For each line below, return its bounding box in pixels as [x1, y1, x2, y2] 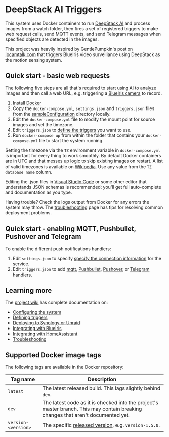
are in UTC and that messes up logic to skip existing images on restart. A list [5, 158, 163, 164]
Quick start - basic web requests [5, 72, 110, 80]
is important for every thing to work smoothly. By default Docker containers [5, 152, 161, 158]
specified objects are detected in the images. [5, 36, 99, 42]
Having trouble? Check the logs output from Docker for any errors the [5, 199, 150, 205]
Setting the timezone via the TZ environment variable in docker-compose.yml [5, 147, 161, 153]
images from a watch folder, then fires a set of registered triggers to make [5, 25, 158, 31]
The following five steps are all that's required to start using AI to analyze [5, 85, 157, 91]
